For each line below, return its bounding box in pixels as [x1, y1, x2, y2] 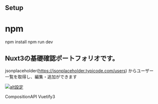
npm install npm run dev [5, 39, 53, 45]
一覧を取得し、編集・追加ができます [5, 74, 77, 80]
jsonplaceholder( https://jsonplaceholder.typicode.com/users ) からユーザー [5, 68, 154, 74]
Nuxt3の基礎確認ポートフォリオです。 [5, 54, 119, 62]
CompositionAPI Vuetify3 [5, 94, 56, 100]
